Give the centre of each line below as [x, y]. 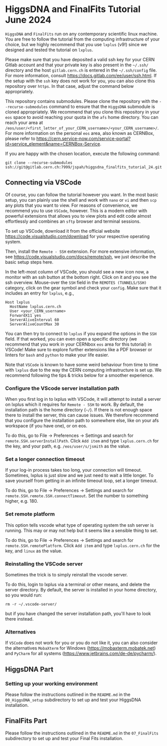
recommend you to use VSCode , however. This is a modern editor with [76, 210]
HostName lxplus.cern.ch [35, 307]
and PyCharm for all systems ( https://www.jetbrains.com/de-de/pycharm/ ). [81, 654]
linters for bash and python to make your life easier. [57, 355]
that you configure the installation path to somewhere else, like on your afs [82, 420]
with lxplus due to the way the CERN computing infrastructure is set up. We [83, 370]
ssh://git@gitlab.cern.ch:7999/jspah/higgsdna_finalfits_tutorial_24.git [84, 167]
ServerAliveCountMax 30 [34, 324]
